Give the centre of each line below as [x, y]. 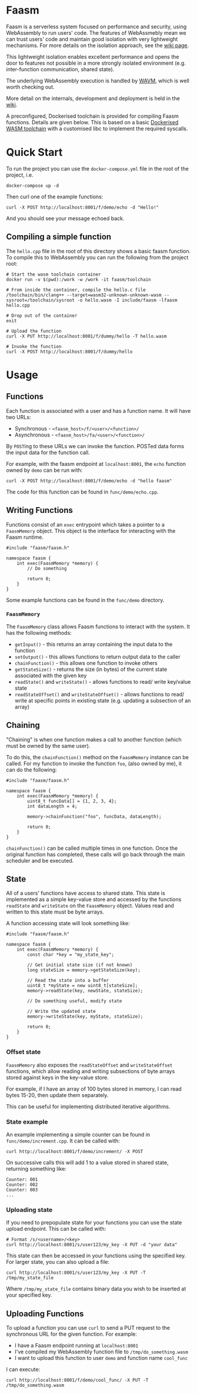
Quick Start [34, 152]
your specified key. [29, 1295]
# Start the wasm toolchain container [54, 274]
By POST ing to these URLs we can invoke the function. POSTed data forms [95, 446]
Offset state [24, 1052]
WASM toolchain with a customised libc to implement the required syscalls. [97, 128]
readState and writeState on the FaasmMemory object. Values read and [90, 906]
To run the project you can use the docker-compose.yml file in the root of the [98, 168]
